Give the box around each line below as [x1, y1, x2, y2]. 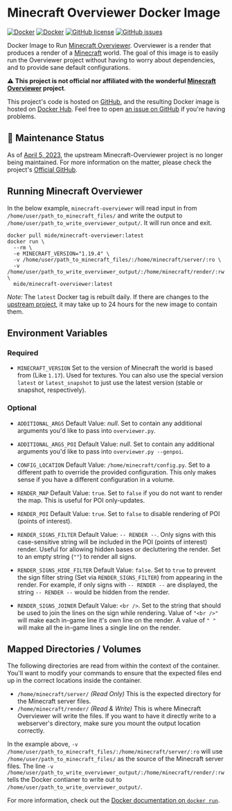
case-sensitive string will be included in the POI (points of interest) [17, 537, 208, 546]
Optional [7, 403, 37, 413]
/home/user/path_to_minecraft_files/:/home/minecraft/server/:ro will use [7, 747, 223, 756]
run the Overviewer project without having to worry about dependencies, [7, 55, 215, 64]
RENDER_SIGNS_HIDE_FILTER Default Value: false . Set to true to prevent [17, 566, 216, 574]
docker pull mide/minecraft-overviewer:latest [7, 232, 144, 239]
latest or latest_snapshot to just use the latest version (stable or [17, 379, 203, 387]
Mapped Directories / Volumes [7, 643, 142, 655]
